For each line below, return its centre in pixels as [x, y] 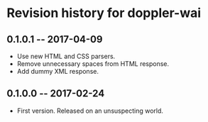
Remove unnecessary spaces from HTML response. [93, 64]
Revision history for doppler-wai [104, 13]
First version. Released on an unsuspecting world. [90, 111]
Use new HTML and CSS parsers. [66, 56]
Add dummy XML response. [58, 71]
